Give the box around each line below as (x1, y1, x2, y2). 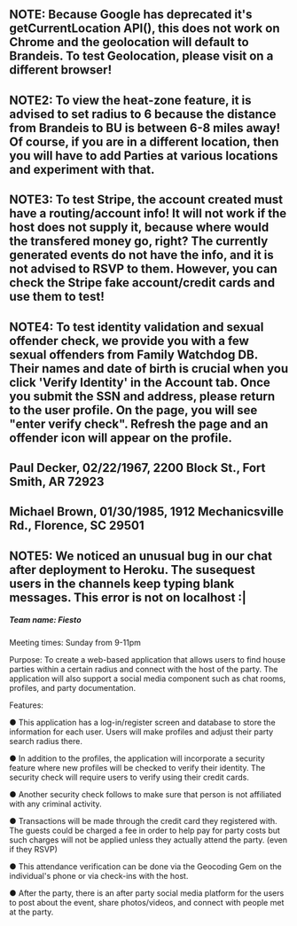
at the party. (9, 906, 54, 917)
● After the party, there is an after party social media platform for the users (9, 887, 285, 899)
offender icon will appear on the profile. (9, 430, 232, 445)
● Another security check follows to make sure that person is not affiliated (9, 789, 282, 799)
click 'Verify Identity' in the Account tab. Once (9, 374, 270, 389)
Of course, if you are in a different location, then (9, 134, 279, 149)
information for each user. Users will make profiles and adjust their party (9, 726, 274, 737)
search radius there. (9, 735, 82, 746)
